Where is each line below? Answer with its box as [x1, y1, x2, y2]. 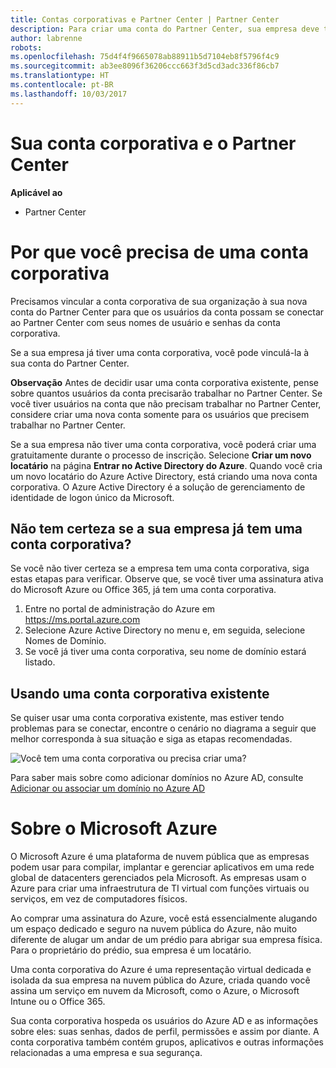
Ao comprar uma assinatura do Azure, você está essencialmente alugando [10, 912, 318, 925]
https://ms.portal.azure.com [24, 614, 141, 626]
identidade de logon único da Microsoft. [10, 491, 175, 503]
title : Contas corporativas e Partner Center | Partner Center [10, 14, 280, 25]
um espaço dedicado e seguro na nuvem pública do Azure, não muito [10, 923, 298, 935]
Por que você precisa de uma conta [10, 241, 309, 263]
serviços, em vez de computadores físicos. [10, 893, 188, 905]
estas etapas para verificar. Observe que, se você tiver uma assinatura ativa [10, 573, 324, 585]
